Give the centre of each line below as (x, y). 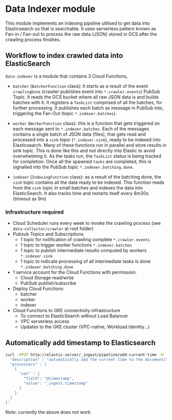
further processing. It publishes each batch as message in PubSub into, (88, 108)
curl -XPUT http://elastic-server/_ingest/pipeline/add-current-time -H (84, 355)
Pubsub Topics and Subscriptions (48, 234)
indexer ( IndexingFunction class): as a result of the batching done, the (87, 177)
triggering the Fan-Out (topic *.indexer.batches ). (64, 113)
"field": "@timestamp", (49, 379)
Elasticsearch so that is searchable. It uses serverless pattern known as (81, 28)
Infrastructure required (35, 212)
